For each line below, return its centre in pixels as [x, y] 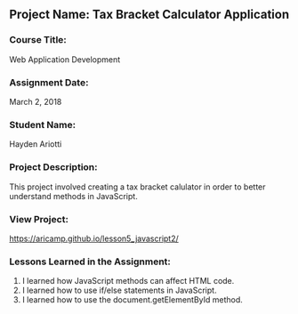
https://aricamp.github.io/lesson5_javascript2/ [94, 238]
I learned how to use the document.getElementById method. [132, 300]
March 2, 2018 [36, 101]
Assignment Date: [49, 82]
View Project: [39, 219]
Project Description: [53, 167]
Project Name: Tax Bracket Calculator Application [149, 15]
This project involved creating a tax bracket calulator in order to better [137, 187]
